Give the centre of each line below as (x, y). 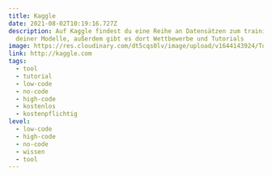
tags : (17, 62)
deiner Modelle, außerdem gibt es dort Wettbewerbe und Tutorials (130, 39)
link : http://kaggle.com (50, 54)
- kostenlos (36, 106)
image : (19, 46)
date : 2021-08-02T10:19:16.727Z (63, 24)
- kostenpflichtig (47, 114)
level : (19, 122)
